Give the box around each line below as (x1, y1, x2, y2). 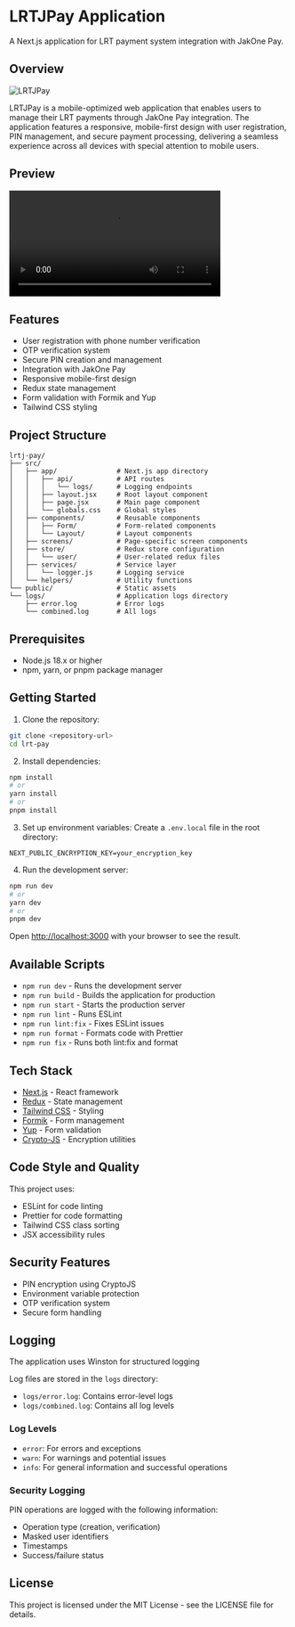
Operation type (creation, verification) (21, 1521, 161, 1532)
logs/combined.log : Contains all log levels (21, 1401, 175, 1411)
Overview (9, 61, 65, 77)
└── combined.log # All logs (25, 608, 157, 617)
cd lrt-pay (9, 740, 50, 748)
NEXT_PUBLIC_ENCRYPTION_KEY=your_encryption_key (9, 848, 193, 857)
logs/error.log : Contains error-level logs (21, 1391, 173, 1402)
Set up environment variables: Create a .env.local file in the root (21, 822, 260, 832)
